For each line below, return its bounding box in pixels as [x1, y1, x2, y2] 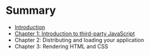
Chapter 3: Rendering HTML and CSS [14, 43, 109, 50]
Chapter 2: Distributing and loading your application [14, 36, 145, 43]
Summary [5, 4, 56, 17]
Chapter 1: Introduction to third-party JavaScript [14, 30, 135, 37]
